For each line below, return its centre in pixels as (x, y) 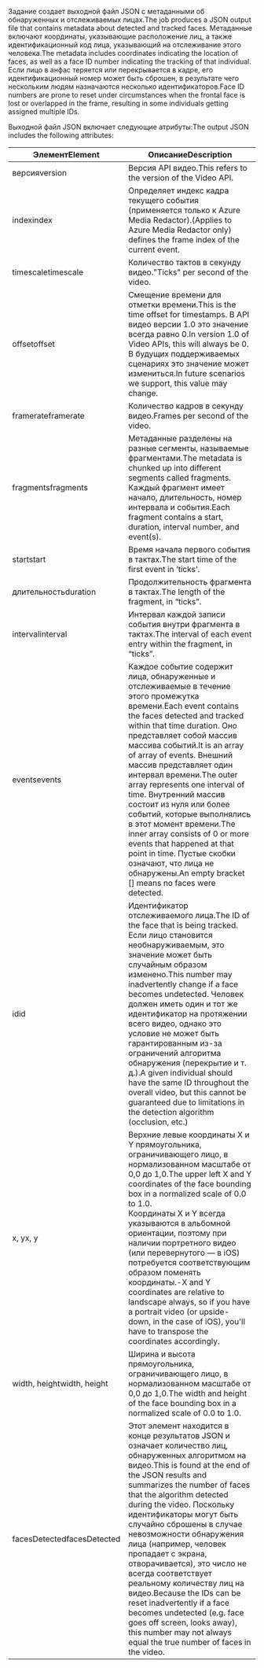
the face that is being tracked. (183, 925)
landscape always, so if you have (189, 1302)
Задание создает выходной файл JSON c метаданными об (106, 11)
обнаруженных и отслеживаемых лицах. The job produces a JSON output (130, 20)
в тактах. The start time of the (183, 559)
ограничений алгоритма (175, 1053)
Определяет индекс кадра (179, 190)
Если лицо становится (171, 935)
